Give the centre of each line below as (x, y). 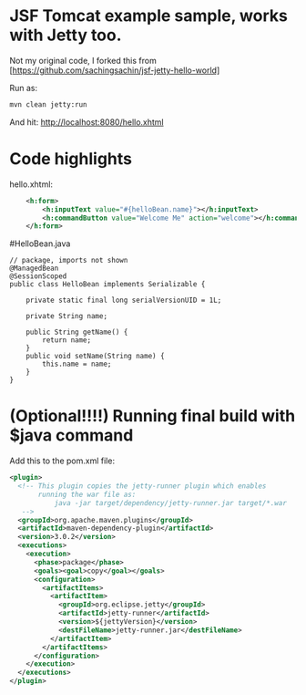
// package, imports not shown (69, 261)
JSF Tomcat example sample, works (149, 16)
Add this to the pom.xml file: (62, 461)
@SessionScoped (38, 276)
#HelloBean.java (40, 244)
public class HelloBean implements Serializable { (107, 285)
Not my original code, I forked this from (83, 60)
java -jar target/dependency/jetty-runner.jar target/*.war (170, 503)
